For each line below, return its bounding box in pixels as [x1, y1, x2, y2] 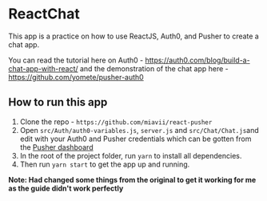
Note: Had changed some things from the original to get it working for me [8, 175, 257, 184]
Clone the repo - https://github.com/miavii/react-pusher [19, 117, 213, 127]
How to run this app [8, 95, 108, 109]
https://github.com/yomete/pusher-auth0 [8, 72, 144, 82]
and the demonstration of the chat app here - [79, 63, 229, 73]
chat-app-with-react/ [8, 63, 78, 73]
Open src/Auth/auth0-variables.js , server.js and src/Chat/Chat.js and [19, 125, 260, 135]
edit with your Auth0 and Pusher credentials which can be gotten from [19, 134, 252, 143]
